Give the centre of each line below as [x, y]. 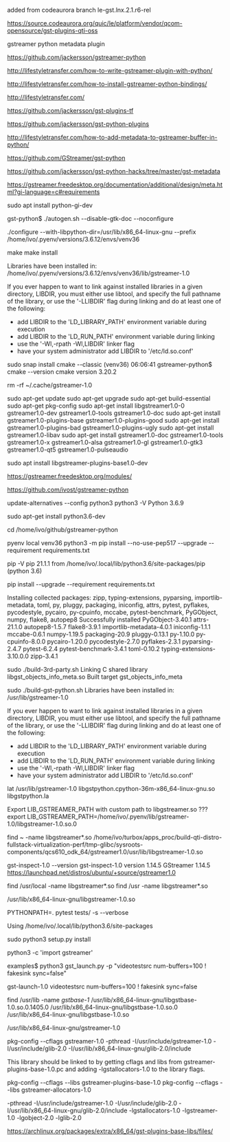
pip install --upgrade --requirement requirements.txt [81, 584]
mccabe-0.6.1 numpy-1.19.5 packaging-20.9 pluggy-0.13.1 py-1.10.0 [101, 634]
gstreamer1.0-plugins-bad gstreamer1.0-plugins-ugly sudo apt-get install [111, 427]
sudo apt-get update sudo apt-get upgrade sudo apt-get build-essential [109, 398]
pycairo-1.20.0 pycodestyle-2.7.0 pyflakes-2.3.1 [114, 642]
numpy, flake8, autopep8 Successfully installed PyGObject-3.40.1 [100, 620]
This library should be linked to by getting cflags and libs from [95, 1062]
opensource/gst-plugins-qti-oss [53, 31]
